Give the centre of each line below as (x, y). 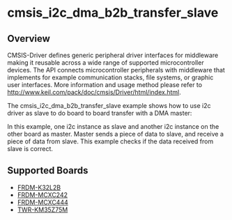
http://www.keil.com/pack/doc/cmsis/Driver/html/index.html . (94, 92)
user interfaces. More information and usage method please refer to (105, 85)
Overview (29, 39)
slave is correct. (30, 149)
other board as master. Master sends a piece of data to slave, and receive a (116, 134)
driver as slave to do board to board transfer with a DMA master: (100, 113)
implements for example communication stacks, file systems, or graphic (110, 77)
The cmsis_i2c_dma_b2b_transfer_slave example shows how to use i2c (109, 105)
